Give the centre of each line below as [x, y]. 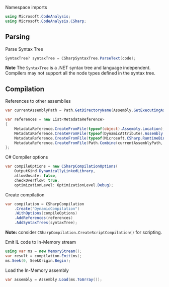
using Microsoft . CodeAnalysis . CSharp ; [46, 21]
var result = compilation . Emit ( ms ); [44, 256]
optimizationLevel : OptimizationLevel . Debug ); [64, 185]
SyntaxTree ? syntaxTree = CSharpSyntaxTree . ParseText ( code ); [71, 58]
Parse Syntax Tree [24, 49]
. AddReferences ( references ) [44, 218]
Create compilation [25, 195]
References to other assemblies [38, 101]
